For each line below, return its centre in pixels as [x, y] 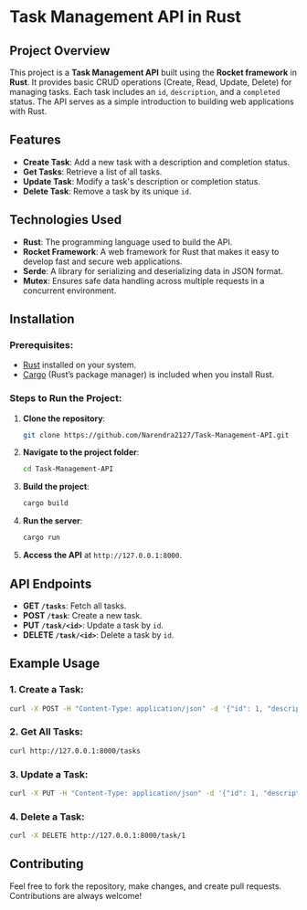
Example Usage [55, 664]
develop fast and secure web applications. [102, 261]
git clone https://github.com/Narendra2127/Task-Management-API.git [156, 435]
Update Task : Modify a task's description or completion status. [141, 181]
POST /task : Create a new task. [83, 615]
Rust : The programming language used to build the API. [127, 242]
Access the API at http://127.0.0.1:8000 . [102, 556]
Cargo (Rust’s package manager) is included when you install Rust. [148, 375]
